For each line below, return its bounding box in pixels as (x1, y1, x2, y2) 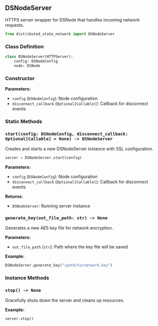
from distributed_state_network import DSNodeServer (5, 31, 115, 36)
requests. (5, 22, 24, 28)
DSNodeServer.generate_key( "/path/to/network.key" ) (5, 263, 113, 268)
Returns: (5, 194, 23, 199)
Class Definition (5, 43, 44, 50)
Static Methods (5, 118, 43, 125)
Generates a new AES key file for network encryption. (5, 225, 113, 231)
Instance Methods (5, 275, 49, 282)
